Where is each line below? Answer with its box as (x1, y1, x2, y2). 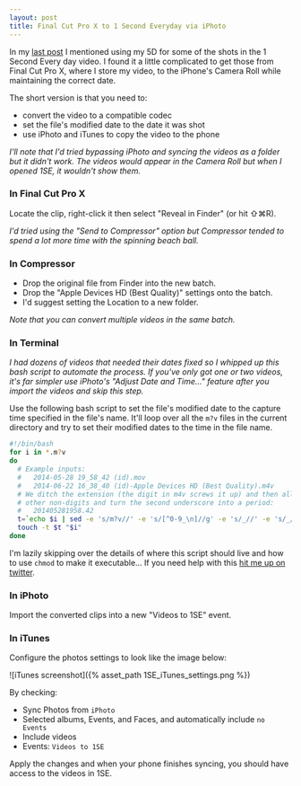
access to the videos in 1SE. (9, 768, 112, 779)
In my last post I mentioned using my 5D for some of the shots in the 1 (9, 46, 267, 57)
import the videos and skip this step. (9, 385, 144, 396)
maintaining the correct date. (9, 75, 116, 85)
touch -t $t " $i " (17, 523, 82, 533)
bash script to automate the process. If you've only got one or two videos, (9, 367, 284, 377)
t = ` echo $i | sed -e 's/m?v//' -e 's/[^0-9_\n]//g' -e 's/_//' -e (17, 515, 271, 524)
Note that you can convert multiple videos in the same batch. (9, 314, 236, 325)
